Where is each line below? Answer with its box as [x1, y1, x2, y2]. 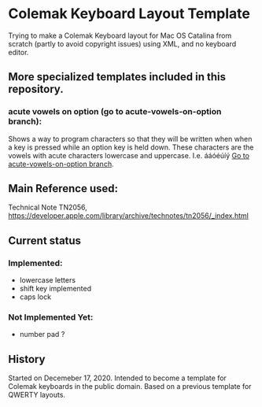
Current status [8, 234, 81, 247]
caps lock [19, 292, 52, 302]
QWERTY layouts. [8, 390, 65, 400]
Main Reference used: [8, 182, 119, 195]
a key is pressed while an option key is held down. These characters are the [8, 142, 254, 152]
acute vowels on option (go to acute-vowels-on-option [8, 106, 222, 117]
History [8, 352, 46, 366]
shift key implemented [19, 284, 92, 294]
